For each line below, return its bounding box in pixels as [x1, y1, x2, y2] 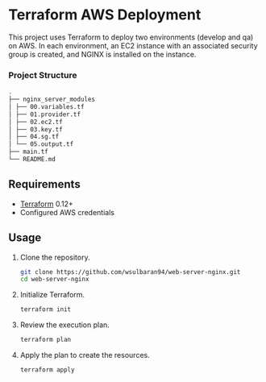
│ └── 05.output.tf [8, 140, 74, 148]
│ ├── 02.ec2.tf [8, 118, 63, 126]
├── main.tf [8, 147, 48, 156]
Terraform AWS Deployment [8, 6, 202, 24]
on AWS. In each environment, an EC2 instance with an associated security [8, 40, 258, 50]
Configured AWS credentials [19, 207, 115, 217]
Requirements [8, 177, 81, 191]
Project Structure [8, 69, 77, 81]
